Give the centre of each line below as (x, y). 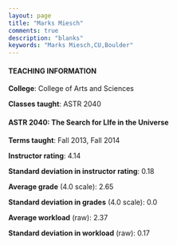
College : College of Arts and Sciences (71, 89)
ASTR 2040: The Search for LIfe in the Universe (88, 122)
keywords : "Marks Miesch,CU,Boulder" (71, 45)
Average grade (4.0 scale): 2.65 (61, 186)
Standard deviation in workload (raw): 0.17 (79, 233)
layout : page (30, 16)
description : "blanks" (46, 38)
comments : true (33, 30)
